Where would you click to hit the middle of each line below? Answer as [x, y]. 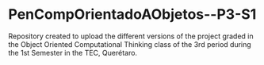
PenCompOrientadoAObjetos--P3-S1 [132, 14]
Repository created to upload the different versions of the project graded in [131, 36]
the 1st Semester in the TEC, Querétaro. [73, 52]
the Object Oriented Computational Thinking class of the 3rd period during [130, 44]
